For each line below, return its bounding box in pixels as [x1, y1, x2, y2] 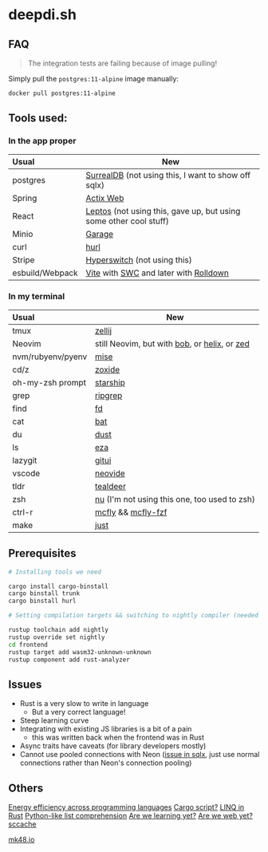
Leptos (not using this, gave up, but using [85, 205, 241, 216]
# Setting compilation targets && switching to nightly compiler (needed [8, 612, 259, 620]
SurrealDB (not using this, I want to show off [85, 169, 251, 180]
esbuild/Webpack [12, 267, 78, 278]
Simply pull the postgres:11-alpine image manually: [8, 74, 179, 83]
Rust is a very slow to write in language [19, 699, 149, 708]
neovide [94, 467, 125, 479]
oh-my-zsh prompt [12, 377, 86, 388]
